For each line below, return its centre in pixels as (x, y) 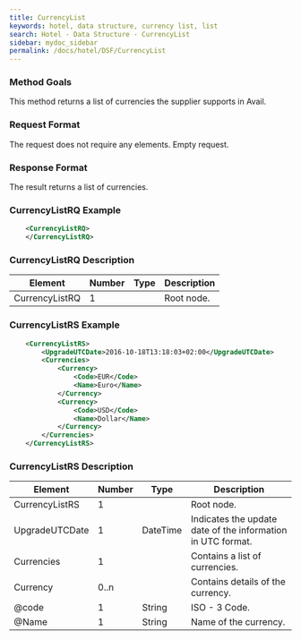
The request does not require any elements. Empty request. (119, 144)
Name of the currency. (238, 622)
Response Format (48, 167)
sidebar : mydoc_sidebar (54, 43)
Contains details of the (239, 582)
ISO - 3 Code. (221, 608)
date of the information (239, 531)
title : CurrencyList (48, 17)
